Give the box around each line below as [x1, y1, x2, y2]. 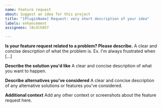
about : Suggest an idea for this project [5, 12, 91, 17]
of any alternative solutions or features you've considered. [5, 83, 123, 88]
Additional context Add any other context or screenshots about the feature [5, 92, 157, 98]
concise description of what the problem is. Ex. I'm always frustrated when [5, 48, 156, 54]
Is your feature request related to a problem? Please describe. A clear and [5, 43, 157, 49]
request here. [5, 97, 32, 103]
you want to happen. [5, 68, 46, 74]
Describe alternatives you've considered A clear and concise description [5, 78, 155, 84]
